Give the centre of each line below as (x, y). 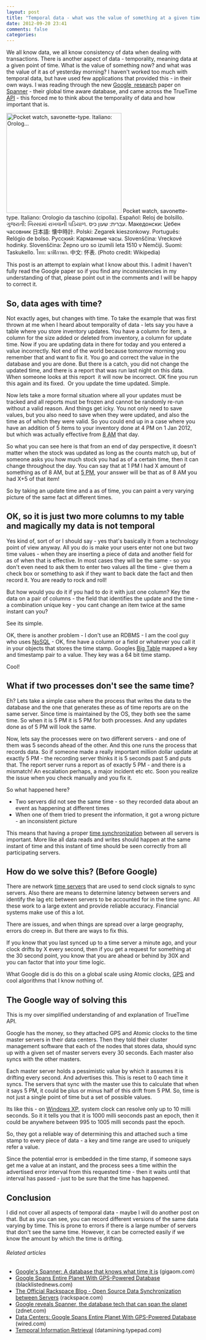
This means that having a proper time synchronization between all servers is (103, 833)
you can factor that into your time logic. (56, 962)
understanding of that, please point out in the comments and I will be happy (102, 278)
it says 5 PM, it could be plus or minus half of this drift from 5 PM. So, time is (103, 1091)
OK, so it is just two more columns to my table (95, 517)
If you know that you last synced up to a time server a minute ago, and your (102, 943)
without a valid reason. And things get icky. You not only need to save (94, 408)
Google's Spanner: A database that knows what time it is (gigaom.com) (105, 1272)
